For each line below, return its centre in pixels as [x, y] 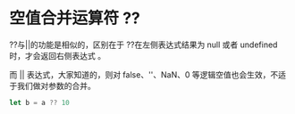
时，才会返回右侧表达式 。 [57, 55]
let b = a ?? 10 [39, 102]
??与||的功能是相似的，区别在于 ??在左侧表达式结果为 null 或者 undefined [143, 45]
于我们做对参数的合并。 [52, 85]
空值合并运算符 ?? [75, 18]
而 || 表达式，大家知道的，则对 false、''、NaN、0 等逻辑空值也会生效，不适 [148, 74]
